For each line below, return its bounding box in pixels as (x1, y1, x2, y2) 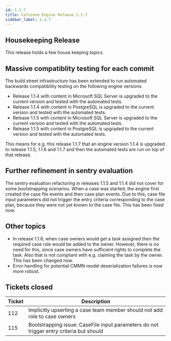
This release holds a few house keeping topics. (5, 50, 104, 56)
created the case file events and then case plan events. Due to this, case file (5, 191, 165, 197)
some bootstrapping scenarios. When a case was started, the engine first (5, 185, 159, 191)
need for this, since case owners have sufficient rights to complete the (12, 246, 161, 253)
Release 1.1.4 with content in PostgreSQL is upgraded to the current (12, 104, 154, 110)
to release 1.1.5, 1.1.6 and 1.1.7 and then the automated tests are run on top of (5, 147, 164, 152)
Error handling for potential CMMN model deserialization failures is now (12, 262, 163, 269)
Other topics (5, 222, 46, 231)
